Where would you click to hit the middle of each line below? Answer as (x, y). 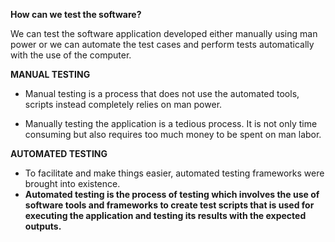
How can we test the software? (76, 14)
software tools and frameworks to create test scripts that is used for (169, 205)
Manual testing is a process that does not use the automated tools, (162, 93)
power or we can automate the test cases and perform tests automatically (162, 44)
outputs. (43, 226)
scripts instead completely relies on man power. (123, 104)
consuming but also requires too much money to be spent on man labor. (173, 134)
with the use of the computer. (71, 55)
